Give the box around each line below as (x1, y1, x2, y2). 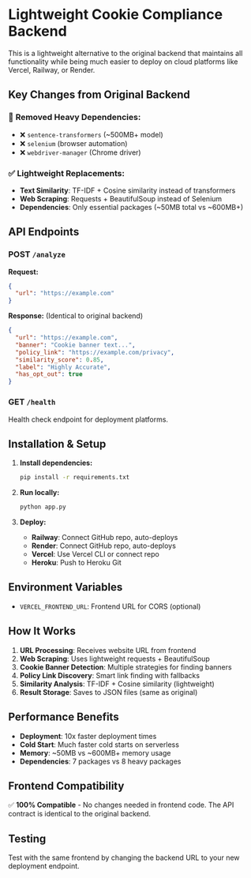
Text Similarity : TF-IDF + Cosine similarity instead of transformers (19, 186, 236, 195)
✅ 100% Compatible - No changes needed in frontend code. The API (8, 800, 234, 810)
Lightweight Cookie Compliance (8, 6, 223, 24)
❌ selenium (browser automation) (19, 138, 128, 148)
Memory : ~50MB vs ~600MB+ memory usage (19, 748, 171, 757)
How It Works (8, 625, 77, 638)
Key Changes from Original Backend (8, 88, 191, 102)
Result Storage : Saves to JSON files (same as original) (19, 687, 198, 696)
